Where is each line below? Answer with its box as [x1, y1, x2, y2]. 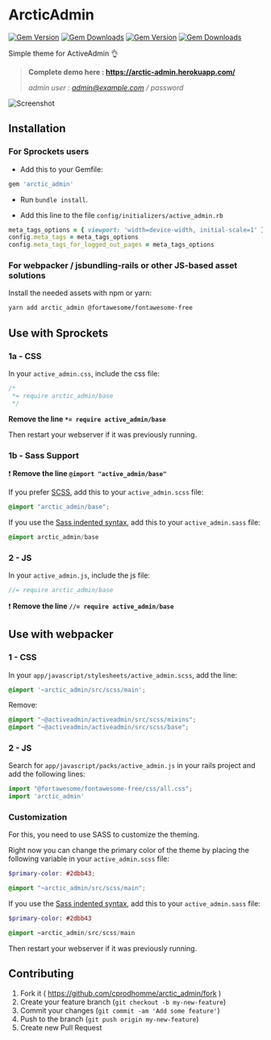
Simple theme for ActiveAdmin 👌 [8, 48, 119, 58]
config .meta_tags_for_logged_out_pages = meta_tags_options [8, 240, 215, 249]
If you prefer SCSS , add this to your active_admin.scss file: [8, 487, 204, 497]
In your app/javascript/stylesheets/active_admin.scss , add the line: [8, 670, 238, 679]
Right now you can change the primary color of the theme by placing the [8, 846, 250, 855]
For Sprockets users [8, 146, 90, 157]
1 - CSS [8, 652, 37, 663]
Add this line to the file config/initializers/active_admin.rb [19, 210, 223, 219]
